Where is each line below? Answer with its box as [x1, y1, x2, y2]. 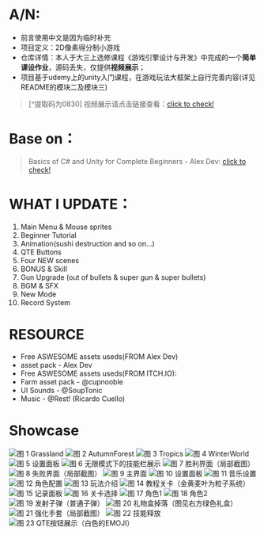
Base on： [9, 130, 77, 148]
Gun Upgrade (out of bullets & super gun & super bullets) [20, 272, 206, 282]
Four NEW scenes [20, 255, 80, 265]
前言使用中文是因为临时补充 [20, 32, 111, 42]
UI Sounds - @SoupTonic [20, 385, 103, 395]
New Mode [20, 289, 57, 299]
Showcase [9, 422, 80, 439]
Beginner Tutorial [20, 230, 77, 239]
